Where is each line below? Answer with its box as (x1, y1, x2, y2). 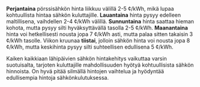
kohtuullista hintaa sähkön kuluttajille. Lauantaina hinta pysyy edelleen (6, 11, 181, 19)
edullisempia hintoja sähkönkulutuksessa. (6, 74, 109, 81)
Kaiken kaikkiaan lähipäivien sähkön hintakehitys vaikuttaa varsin (6, 55, 167, 62)
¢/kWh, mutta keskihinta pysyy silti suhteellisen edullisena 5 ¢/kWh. (6, 43, 174, 50)
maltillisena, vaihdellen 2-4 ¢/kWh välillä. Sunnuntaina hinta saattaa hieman (6, 18, 194, 25)
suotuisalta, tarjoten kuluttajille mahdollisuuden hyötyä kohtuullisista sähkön (6, 61, 194, 68)
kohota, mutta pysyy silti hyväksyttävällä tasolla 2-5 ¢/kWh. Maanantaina (6, 24, 188, 31)
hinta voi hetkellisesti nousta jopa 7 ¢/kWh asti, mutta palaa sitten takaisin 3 (6, 31, 193, 38)
